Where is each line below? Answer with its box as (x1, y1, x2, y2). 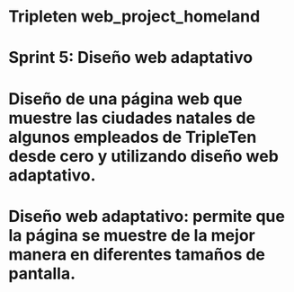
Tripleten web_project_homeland (8, 6, 261, 27)
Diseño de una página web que (8, 88, 244, 109)
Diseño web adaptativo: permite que (8, 206, 285, 226)
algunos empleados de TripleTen (8, 127, 257, 147)
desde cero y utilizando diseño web (8, 146, 280, 166)
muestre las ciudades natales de (8, 108, 256, 128)
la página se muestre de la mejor (8, 225, 255, 245)
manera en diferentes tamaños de (8, 244, 266, 264)
